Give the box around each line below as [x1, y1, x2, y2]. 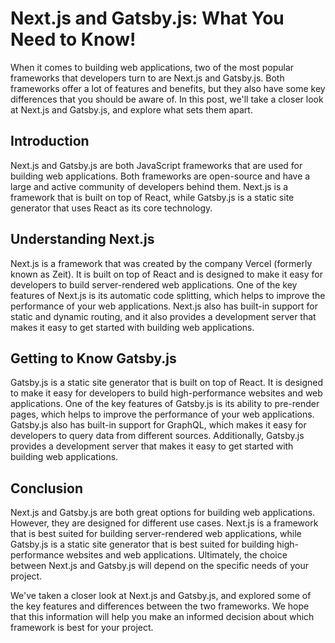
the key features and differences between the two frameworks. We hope [10, 600, 310, 612]
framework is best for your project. [10, 622, 154, 634]
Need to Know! [10, 28, 137, 51]
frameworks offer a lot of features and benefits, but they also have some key [10, 82, 326, 94]
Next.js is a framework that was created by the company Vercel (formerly [10, 257, 313, 269]
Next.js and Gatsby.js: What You [10, 7, 285, 30]
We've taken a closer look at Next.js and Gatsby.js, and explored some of [10, 590, 312, 602]
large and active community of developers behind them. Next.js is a [10, 180, 289, 192]
